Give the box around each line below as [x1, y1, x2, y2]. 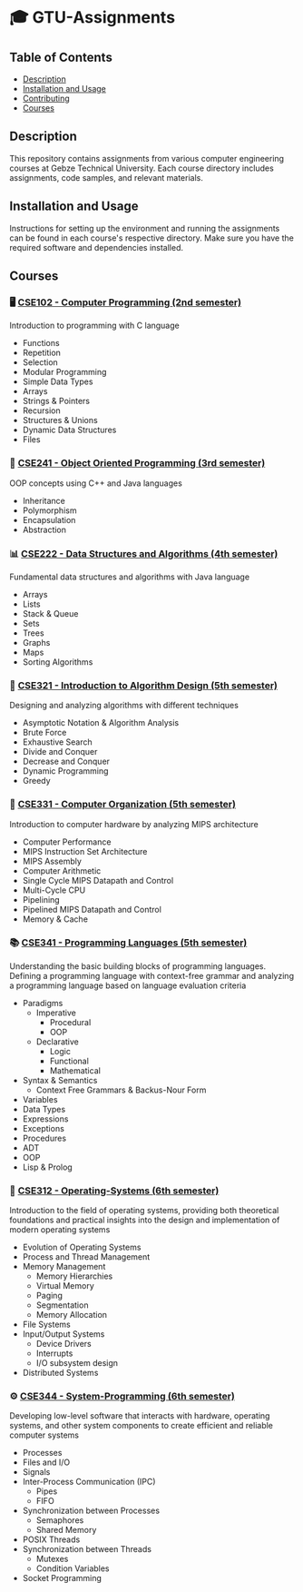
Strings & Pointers [22, 396, 91, 407]
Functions [22, 338, 61, 349]
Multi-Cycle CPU [22, 885, 86, 895]
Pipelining [22, 894, 61, 905]
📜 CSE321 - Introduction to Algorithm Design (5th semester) [9, 678, 279, 691]
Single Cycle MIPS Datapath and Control [22, 875, 174, 885]
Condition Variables [35, 1563, 111, 1574]
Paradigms [22, 997, 64, 1008]
